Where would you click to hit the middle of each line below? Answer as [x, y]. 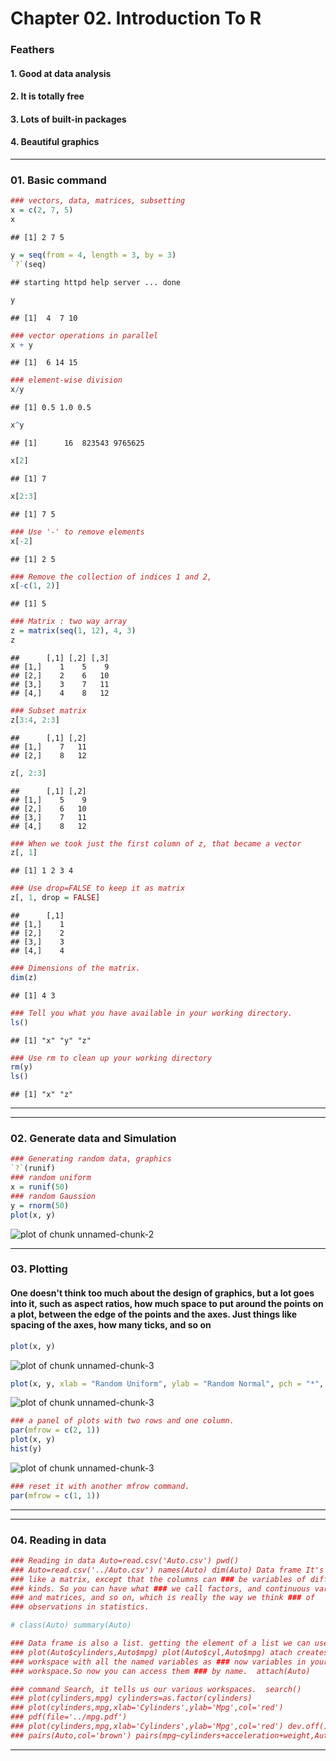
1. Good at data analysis [61, 73]
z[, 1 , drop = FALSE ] [55, 898]
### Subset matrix [48, 710]
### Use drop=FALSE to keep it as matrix [98, 888]
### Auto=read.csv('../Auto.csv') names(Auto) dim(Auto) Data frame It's [167, 1570]
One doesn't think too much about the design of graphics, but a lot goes [162, 1293]
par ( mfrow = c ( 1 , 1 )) [55, 1495]
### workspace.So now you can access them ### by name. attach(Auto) [160, 1671]
